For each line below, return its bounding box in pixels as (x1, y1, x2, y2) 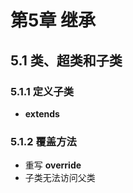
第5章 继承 (10, 9, 97, 32)
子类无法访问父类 (24, 172, 96, 184)
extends (24, 107, 60, 120)
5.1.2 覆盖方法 (10, 134, 77, 148)
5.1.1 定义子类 (10, 84, 75, 98)
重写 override (24, 159, 82, 171)
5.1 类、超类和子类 (10, 52, 123, 69)
